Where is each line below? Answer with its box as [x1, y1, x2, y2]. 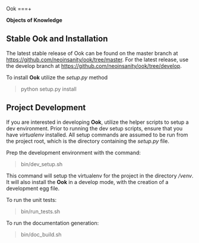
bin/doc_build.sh [20, 230, 62, 238]
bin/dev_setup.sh [20, 160, 63, 167]
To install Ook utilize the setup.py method [6, 74, 108, 81]
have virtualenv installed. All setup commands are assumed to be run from [6, 131, 188, 138]
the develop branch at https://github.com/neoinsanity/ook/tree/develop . [6, 62, 182, 69]
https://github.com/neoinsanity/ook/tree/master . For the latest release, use [6, 56, 189, 63]
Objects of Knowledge [6, 17, 62, 23]
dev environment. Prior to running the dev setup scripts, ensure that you [6, 124, 183, 132]
